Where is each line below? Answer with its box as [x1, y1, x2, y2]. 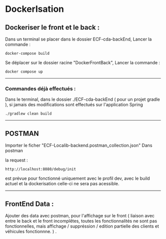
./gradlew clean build [5, 111, 52, 117]
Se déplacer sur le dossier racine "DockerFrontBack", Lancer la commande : [5, 60, 161, 65]
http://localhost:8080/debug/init [5, 167, 77, 172]
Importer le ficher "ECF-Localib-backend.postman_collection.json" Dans [5, 142, 153, 149]
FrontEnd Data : [5, 199, 54, 208]
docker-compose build [5, 51, 50, 56]
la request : [5, 157, 28, 163]
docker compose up [5, 69, 43, 74]
